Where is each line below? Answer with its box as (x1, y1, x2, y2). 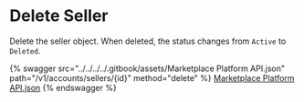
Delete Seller (9, 5, 109, 26)
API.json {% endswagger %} (9, 82, 117, 93)
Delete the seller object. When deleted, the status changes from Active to (9, 36, 287, 46)
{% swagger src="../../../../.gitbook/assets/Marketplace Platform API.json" (9, 63, 286, 74)
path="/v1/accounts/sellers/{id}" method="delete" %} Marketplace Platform (9, 72, 295, 83)
